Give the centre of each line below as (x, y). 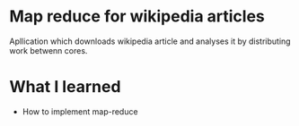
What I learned (65, 87)
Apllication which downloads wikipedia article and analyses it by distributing (150, 41)
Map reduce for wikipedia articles (137, 17)
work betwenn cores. (48, 50)
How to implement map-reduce (80, 111)
